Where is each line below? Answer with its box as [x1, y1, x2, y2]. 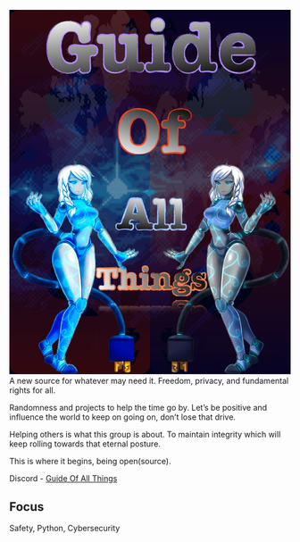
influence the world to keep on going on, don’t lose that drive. [9, 412, 237, 422]
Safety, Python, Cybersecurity [9, 523, 121, 534]
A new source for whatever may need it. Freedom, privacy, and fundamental [9, 376, 289, 387]
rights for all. [9, 385, 56, 396]
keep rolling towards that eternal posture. [9, 438, 161, 449]
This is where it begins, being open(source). [9, 456, 171, 467]
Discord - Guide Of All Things [9, 473, 118, 484]
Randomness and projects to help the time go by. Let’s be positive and [9, 403, 268, 413]
